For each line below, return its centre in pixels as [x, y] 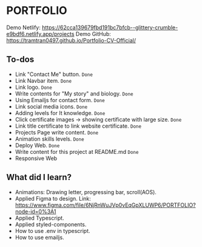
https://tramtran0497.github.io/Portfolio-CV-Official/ [71, 40]
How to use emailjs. [40, 237]
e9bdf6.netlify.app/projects [40, 33]
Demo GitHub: [93, 33]
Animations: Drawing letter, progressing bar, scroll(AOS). [86, 192]
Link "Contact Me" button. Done [54, 74]
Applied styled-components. [51, 224]
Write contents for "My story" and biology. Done [74, 93]
